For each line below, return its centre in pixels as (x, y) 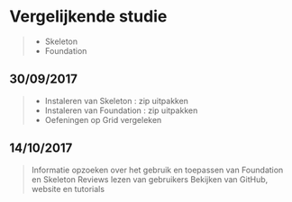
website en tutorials (68, 189)
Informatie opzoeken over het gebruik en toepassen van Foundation (157, 170)
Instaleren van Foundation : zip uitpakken (121, 110)
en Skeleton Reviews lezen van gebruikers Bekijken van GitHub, (150, 179)
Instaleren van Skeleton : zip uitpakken (117, 101)
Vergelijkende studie (88, 17)
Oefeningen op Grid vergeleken (103, 119)
